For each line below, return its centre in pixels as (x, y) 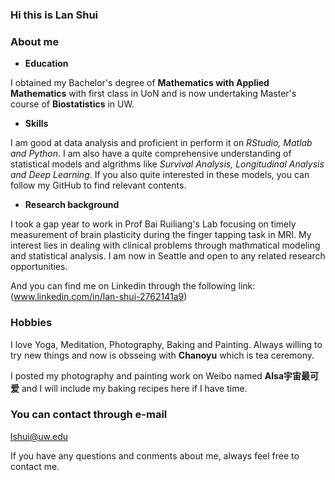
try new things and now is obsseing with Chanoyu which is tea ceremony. (162, 355)
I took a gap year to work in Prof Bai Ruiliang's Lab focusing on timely (153, 224)
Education (46, 64)
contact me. (35, 466)
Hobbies (31, 323)
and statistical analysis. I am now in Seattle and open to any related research (168, 256)
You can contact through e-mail (89, 415)
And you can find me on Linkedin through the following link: (133, 286)
